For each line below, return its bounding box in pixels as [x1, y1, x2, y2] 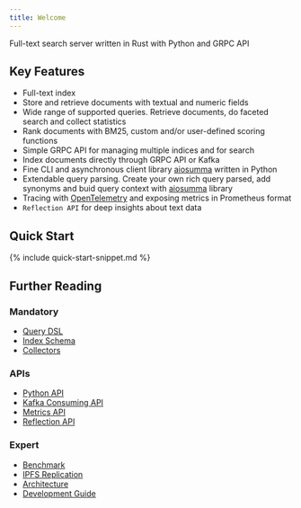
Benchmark [22, 459, 66, 470]
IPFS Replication [22, 468, 84, 479]
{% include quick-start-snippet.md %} [9, 253, 151, 263]
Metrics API [22, 406, 66, 418]
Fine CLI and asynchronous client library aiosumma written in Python [22, 164, 278, 175]
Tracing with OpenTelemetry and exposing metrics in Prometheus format [22, 192, 292, 203]
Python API [22, 388, 65, 398]
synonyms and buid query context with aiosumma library [22, 183, 234, 194]
